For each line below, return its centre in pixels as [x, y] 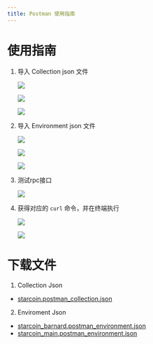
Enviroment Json [42, 312]
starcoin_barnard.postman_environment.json [82, 326]
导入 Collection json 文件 [53, 71]
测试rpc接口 [35, 180]
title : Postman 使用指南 [41, 14]
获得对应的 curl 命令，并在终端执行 [68, 208]
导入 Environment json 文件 [56, 125]
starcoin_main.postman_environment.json [77, 333]
